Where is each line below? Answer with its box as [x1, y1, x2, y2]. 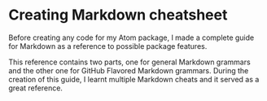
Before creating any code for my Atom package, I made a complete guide [8, 33, 255, 42]
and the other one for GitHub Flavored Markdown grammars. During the [8, 65, 249, 75]
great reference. [8, 83, 63, 93]
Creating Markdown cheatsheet [8, 6, 228, 24]
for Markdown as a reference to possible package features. [8, 41, 208, 50]
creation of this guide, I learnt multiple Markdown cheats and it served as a [8, 74, 260, 84]
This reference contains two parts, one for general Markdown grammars [8, 57, 251, 67]
